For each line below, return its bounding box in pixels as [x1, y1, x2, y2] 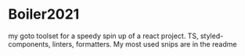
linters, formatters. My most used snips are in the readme [52, 39, 237, 48]
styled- [200, 31, 224, 40]
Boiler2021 [8, 5, 80, 23]
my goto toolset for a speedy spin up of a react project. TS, [8, 31, 199, 40]
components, [8, 39, 51, 48]
